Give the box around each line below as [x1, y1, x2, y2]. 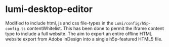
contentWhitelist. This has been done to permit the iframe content [27, 25, 164, 31]
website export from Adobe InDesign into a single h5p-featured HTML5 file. [5, 36, 163, 42]
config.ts [5, 26, 26, 31]
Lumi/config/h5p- [114, 21, 151, 26]
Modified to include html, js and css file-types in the [5, 20, 114, 26]
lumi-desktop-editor [5, 3, 93, 15]
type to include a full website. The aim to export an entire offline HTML [5, 30, 153, 36]
